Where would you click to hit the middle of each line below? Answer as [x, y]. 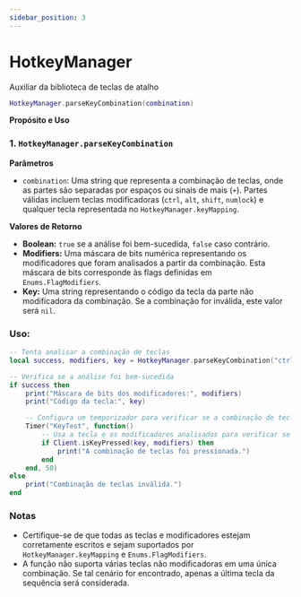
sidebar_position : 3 [48, 17]
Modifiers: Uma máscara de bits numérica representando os [134, 253]
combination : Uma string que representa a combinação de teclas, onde [153, 180]
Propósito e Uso [39, 120]
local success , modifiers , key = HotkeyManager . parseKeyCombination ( [142, 360]
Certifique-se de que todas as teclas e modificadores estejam [136, 535]
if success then [39, 385]
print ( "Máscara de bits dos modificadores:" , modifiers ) [134, 394]
